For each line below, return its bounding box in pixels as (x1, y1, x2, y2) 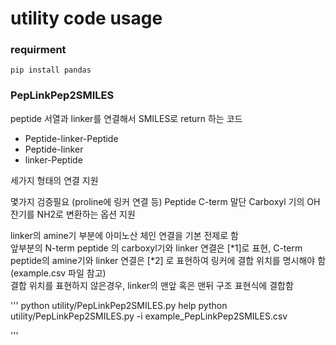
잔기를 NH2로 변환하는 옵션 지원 (10, 208, 136, 220)
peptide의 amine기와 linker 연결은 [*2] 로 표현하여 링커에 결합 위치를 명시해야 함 (10, 254, 327, 266)
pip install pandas (10, 65, 92, 76)
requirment (10, 43, 67, 57)
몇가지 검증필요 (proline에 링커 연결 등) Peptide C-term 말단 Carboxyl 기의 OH (10, 195, 321, 207)
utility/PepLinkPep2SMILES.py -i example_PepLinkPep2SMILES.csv (10, 310, 288, 322)
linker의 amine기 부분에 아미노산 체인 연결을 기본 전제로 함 (10, 229, 239, 241)
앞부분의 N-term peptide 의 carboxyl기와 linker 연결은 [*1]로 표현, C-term (10, 242, 303, 254)
